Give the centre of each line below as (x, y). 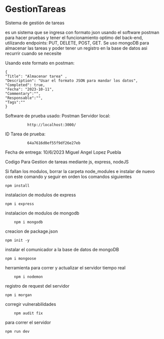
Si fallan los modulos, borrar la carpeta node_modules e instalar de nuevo (80, 171)
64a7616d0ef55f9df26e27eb (54, 143)
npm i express (20, 204)
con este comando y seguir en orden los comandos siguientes (68, 176)
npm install (17, 186)
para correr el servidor (28, 322)
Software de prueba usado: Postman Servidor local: (58, 116)
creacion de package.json (32, 231)
